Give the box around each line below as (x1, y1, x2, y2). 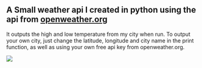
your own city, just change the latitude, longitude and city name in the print (6, 36, 194, 44)
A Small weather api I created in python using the (6, 5, 197, 15)
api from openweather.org (6, 15, 108, 25)
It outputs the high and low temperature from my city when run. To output (6, 30, 190, 38)
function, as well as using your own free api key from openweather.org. (6, 43, 185, 50)
